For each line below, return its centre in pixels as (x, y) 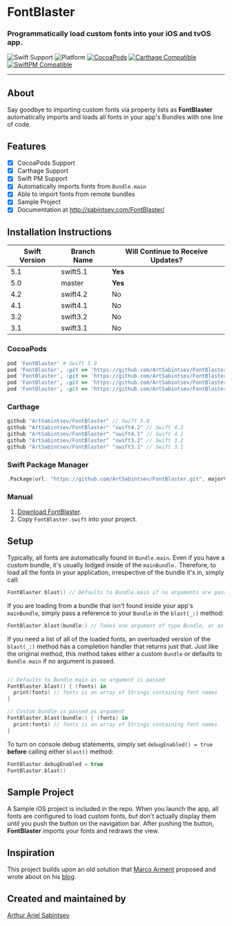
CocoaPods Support (46, 163)
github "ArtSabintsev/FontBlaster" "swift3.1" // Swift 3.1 (96, 447)
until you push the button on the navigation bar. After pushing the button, (111, 823)
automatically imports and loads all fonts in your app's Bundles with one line (115, 117)
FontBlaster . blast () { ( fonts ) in (57, 686)
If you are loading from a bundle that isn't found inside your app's (100, 605)
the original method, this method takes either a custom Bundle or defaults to (115, 653)
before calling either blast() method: (60, 751)
